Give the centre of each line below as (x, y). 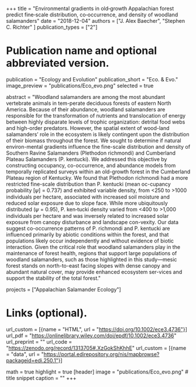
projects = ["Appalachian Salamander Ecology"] (63, 289)
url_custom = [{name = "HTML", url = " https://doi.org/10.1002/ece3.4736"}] (97, 329)
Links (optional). (47, 313)
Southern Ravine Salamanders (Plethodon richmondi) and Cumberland (91, 153)
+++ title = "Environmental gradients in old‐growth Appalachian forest (90, 8)
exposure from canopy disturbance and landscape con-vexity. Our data (92, 222)
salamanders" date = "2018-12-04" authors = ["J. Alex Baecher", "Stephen (96, 21)
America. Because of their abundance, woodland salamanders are (86, 109)
